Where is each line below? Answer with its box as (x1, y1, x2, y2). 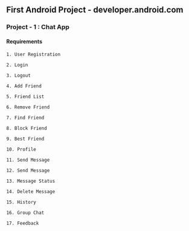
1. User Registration (6, 51, 61, 57)
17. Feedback (6, 220, 39, 226)
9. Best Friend (6, 136, 45, 142)
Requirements (6, 37, 43, 45)
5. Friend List (6, 93, 45, 100)
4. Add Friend (6, 83, 42, 89)
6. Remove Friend (6, 104, 50, 110)
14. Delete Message (6, 188, 56, 195)
